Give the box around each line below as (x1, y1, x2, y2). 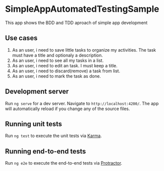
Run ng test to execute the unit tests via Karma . (5, 133, 102, 139)
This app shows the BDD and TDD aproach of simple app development (5, 20, 148, 26)
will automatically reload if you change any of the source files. (5, 106, 130, 112)
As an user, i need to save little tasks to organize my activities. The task (12, 47, 156, 53)
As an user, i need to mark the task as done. (12, 73, 101, 79)
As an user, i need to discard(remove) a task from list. (12, 68, 120, 74)
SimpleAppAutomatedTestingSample (5, 3, 160, 15)
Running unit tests (5, 119, 62, 128)
